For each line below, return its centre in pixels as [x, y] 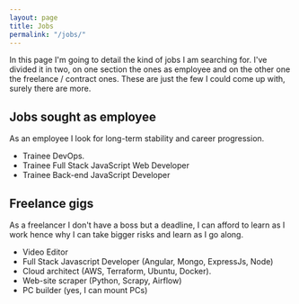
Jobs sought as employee [83, 116]
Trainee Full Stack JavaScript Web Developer [106, 165]
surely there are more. [50, 89]
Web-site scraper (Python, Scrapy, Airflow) [102, 281]
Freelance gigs [52, 203]
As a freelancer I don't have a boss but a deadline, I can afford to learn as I [147, 225]
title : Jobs [31, 26]
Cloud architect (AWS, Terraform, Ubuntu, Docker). [117, 271]
